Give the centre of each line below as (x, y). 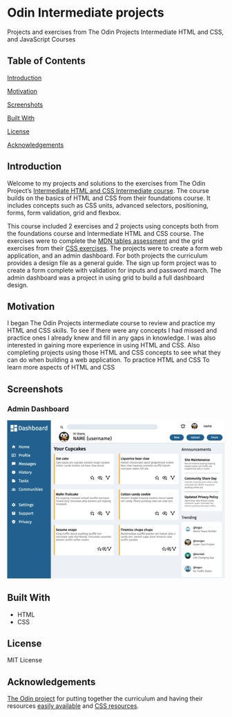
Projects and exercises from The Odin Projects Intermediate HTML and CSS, (116, 32)
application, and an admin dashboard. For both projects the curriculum (108, 255)
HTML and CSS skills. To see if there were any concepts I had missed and (112, 331)
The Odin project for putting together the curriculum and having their (105, 699)
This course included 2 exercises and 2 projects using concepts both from (113, 226)
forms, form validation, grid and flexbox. (64, 212)
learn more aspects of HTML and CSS (61, 367)
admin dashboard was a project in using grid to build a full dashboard (106, 278)
